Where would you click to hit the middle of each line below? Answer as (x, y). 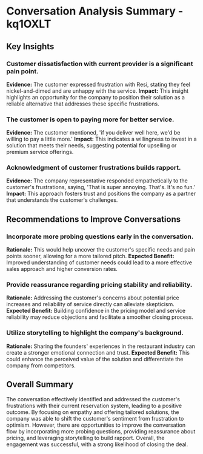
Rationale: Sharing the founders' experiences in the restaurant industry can (101, 346)
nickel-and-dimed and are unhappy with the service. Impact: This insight (98, 91)
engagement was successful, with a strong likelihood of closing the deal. (97, 444)
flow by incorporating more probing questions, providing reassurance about (101, 431)
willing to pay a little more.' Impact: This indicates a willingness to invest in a (101, 139)
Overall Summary (40, 385)
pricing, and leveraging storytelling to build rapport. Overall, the (85, 438)
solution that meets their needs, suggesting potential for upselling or (92, 145)
